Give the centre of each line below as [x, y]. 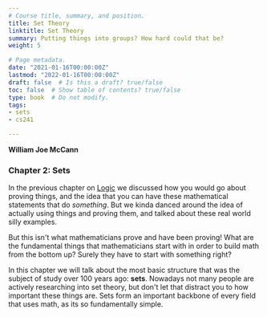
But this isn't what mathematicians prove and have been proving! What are [131, 238]
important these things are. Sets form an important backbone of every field [132, 296]
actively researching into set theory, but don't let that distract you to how [128, 287]
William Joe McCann [43, 150]
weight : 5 [25, 46]
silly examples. [33, 222]
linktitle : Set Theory [46, 30]
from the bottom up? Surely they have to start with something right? [120, 254]
